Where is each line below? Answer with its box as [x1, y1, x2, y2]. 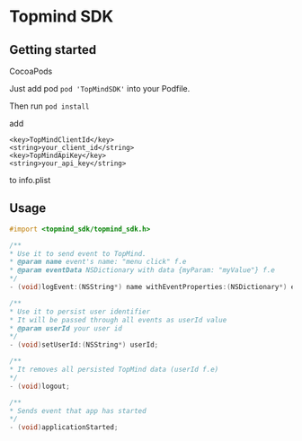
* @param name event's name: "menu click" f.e [9, 258, 187, 267]
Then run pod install [9, 101, 90, 111]
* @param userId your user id [9, 323, 123, 333]
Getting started [9, 42, 97, 57]
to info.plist [9, 175, 51, 185]
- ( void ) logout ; [9, 382, 70, 391]
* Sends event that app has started [9, 406, 147, 415]
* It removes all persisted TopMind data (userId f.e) [9, 366, 219, 375]
